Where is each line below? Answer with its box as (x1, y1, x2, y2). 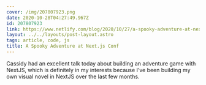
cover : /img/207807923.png (6, 9, 75, 15)
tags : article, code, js (6, 37, 70, 43)
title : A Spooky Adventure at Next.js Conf (6, 43, 120, 50)
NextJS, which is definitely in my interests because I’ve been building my (6, 66, 191, 73)
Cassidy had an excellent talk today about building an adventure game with (6, 59, 196, 67)
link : (6, 26, 20, 32)
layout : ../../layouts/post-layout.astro (6, 32, 114, 38)
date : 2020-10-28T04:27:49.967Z (6, 15, 89, 21)
